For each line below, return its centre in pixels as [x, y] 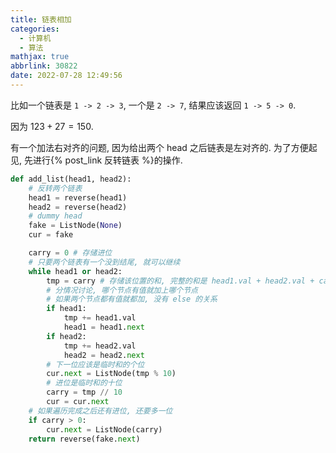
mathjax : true [40, 57]
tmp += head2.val [100, 346]
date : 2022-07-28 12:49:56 [66, 76]
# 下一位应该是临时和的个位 [95, 364]
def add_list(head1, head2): [71, 179]
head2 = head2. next [104, 355]
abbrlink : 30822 [44, 66]
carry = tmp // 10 [84, 392]
